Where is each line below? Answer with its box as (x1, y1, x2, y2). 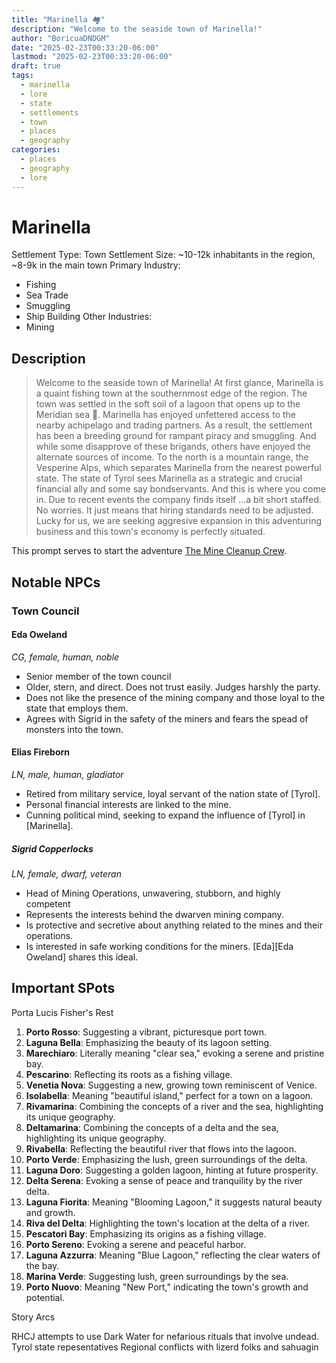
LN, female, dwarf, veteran (11, 867, 122, 880)
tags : (11, 71, 34, 81)
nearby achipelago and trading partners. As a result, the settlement (35, 419, 313, 431)
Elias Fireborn (11, 746, 71, 758)
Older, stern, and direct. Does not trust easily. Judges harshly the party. (25, 681, 321, 693)
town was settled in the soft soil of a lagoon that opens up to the (35, 398, 301, 410)
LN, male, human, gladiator (11, 768, 124, 780)
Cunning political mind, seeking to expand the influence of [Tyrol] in (25, 809, 306, 821)
